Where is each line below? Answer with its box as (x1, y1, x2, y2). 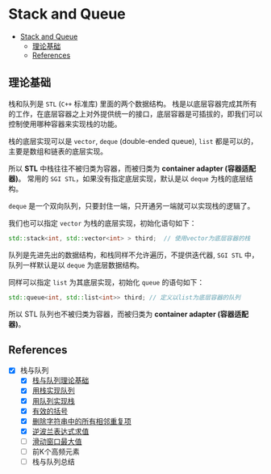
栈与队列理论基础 (31, 375, 90, 385)
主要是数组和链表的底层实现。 (8, 146, 107, 156)
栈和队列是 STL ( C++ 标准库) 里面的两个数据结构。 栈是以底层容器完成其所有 (8, 99, 257, 108)
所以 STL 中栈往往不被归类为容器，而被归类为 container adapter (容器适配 (8, 163, 256, 173)
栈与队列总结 (31, 456, 75, 466)
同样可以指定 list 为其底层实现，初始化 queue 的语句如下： (8, 277, 205, 287)
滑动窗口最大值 (31, 436, 82, 446)
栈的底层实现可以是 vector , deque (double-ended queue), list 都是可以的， (8, 136, 258, 146)
